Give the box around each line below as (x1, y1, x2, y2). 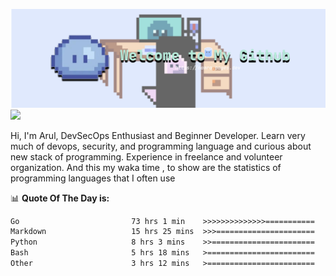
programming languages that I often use (10, 172, 176, 184)
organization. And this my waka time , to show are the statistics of (10, 161, 282, 173)
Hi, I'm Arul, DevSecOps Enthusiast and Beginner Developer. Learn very (10, 129, 306, 141)
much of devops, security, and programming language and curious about (10, 140, 312, 152)
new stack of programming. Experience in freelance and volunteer (10, 150, 283, 163)
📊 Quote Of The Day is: (10, 192, 110, 204)
